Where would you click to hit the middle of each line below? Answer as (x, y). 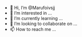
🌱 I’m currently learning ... (36, 18)
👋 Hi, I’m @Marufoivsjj (33, 8)
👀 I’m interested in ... (31, 13)
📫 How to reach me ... (33, 29)
